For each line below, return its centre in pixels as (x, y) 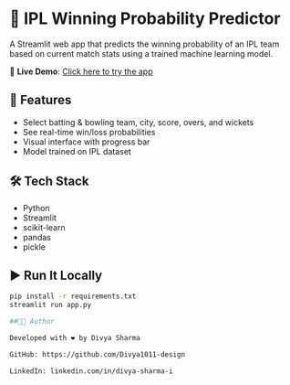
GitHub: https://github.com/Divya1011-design (97, 354)
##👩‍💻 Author (32, 322)
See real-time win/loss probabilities (89, 132)
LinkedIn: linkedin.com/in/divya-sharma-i (91, 371)
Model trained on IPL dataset (77, 151)
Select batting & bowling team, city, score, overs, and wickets (138, 122)
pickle (34, 247)
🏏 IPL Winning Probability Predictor (145, 19)
